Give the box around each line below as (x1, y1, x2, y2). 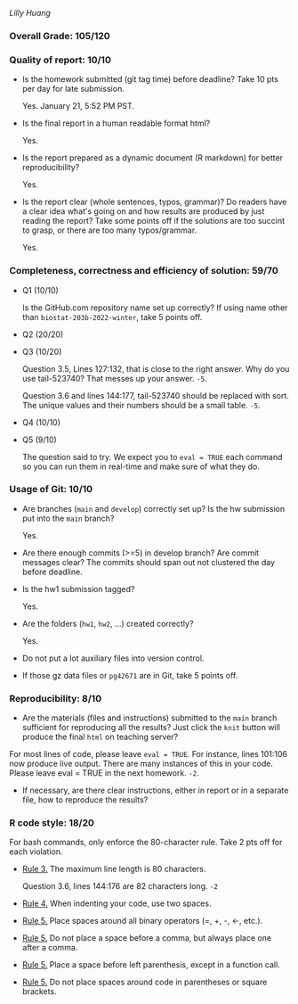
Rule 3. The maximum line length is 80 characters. (21, 864, 206, 875)
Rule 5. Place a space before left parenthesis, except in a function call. (21, 959, 280, 970)
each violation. (9, 846, 63, 857)
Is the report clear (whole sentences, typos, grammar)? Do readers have (21, 196, 287, 208)
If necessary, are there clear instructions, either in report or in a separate (21, 785, 289, 796)
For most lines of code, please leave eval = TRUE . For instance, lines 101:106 (9, 749, 287, 760)
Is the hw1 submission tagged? (21, 583, 135, 594)
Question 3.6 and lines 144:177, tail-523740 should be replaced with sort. (21, 390, 289, 400)
